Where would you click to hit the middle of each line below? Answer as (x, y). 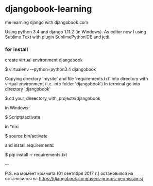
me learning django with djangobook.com (47, 22)
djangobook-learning (49, 9)
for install (17, 49)
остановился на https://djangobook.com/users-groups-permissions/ (74, 179)
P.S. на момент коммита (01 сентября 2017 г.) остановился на (69, 173)
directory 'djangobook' (28, 89)
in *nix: (12, 126)
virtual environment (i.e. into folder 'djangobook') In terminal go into (73, 84)
